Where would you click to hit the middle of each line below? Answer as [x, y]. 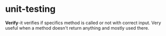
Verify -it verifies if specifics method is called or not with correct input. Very [83, 23]
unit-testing [30, 9]
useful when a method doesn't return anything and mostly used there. [77, 28]
